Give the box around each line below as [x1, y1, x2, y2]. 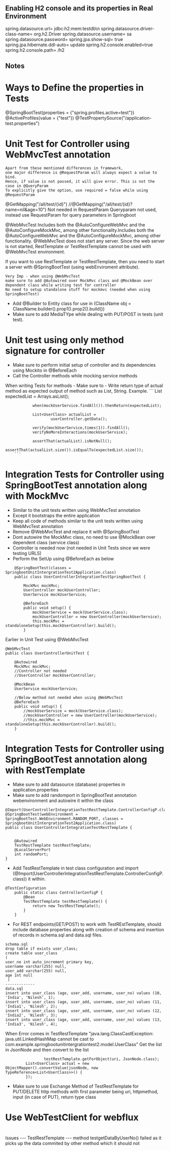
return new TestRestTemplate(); [32, 903, 101, 909]
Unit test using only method [5, 334, 124, 346]
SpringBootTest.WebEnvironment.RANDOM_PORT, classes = [5, 816, 123, 821]
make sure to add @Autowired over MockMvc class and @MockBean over [5, 278, 153, 284]
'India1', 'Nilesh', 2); [5, 1004, 58, 1009]
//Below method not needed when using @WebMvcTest [14, 695, 123, 700]
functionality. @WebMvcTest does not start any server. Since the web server [5, 238, 165, 244]
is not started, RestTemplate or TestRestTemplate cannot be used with [5, 243, 151, 250]
